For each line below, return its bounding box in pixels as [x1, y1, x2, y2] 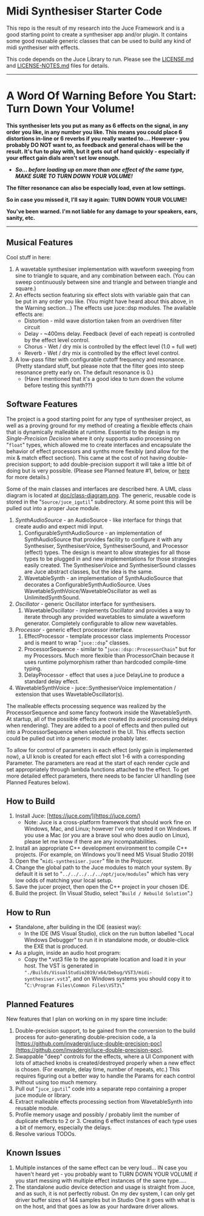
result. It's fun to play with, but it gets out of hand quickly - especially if [6, 148, 190, 155]
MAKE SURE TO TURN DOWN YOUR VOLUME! [15, 172, 133, 180]
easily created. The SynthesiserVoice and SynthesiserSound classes [24, 561, 196, 569]
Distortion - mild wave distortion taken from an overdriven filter [24, 317, 182, 324]
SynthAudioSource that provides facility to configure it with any [24, 536, 183, 543]
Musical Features [6, 237, 73, 248]
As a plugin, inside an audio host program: [15, 949, 121, 957]
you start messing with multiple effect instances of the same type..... [15, 1177, 187, 1184]
